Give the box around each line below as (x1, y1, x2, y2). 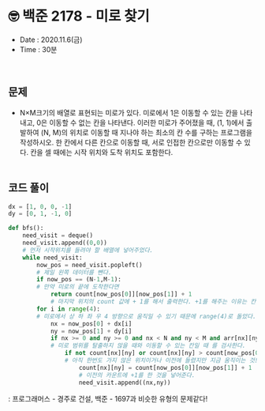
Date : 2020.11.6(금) (19, 35, 83, 44)
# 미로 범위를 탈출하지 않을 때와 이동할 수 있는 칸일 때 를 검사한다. (50, 341, 246, 350)
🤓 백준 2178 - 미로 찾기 (8, 7, 150, 25)
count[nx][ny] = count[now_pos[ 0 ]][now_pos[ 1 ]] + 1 (78, 364, 252, 371)
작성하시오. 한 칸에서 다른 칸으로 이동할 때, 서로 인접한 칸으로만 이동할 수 (19, 138, 243, 147)
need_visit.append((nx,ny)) (78, 379, 171, 386)
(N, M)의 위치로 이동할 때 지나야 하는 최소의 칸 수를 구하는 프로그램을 (40, 127, 252, 137)
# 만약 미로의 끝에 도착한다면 (36, 283, 120, 291)
